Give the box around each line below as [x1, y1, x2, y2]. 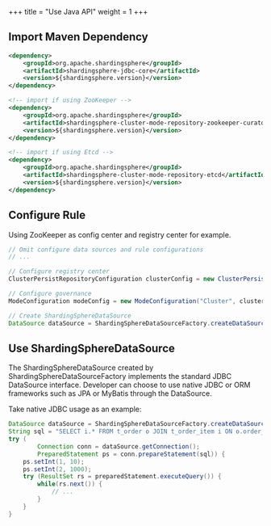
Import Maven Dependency [8, 30, 148, 44]
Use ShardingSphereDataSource [8, 341, 176, 355]
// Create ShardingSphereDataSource [8, 311, 131, 320]
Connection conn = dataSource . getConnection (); [37, 442, 200, 451]
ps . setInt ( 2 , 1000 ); [23, 465, 92, 473]
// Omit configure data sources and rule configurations [8, 246, 204, 254]
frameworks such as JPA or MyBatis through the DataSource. [8, 389, 212, 398]
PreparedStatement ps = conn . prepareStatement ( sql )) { [37, 450, 226, 458]
